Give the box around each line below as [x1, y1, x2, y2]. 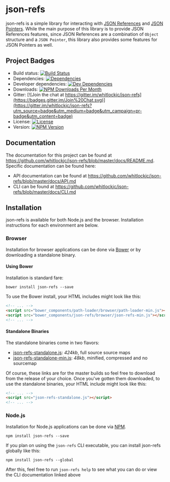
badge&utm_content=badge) [13, 113, 73, 119]
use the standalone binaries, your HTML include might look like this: [6, 381, 147, 387]
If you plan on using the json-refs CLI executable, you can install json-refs [6, 442, 161, 448]
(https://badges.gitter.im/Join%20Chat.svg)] [13, 97, 105, 103]
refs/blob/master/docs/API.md [13, 178, 76, 184]
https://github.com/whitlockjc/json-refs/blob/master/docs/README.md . [6, 157, 155, 163]
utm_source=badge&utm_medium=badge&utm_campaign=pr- [13, 107, 142, 114]
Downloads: [13, 86, 38, 92]
